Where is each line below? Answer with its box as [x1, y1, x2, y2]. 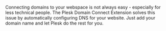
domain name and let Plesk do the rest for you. [5, 20, 104, 26]
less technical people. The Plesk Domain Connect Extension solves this [5, 9, 155, 15]
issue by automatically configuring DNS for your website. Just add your [5, 15, 156, 20]
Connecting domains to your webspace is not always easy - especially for [5, 4, 161, 10]
